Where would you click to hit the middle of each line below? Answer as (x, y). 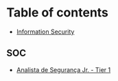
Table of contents (58, 13)
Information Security (45, 32)
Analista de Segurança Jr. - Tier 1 (63, 69)
